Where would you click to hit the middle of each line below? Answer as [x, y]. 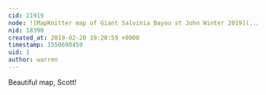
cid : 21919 [26, 15]
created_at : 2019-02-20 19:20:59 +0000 [74, 38]
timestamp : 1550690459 [46, 45]
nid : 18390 [26, 30]
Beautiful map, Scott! [42, 82]
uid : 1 [19, 52]
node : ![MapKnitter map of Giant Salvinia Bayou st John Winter [116, 23]
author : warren [33, 60]
